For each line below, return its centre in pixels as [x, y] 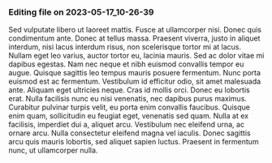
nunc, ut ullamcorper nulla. [53, 150]
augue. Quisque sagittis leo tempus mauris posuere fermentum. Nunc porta [135, 73]
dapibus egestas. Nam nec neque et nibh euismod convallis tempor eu [126, 64]
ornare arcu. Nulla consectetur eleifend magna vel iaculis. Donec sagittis [130, 133]
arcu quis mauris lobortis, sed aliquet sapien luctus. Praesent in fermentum [134, 142]
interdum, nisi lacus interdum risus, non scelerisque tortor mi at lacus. [125, 47]
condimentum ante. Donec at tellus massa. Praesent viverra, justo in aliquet [134, 38]
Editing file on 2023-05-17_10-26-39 [81, 12]
